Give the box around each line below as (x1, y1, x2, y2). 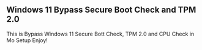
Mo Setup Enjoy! (6, 36, 48, 44)
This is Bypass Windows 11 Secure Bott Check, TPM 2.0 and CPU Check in (6, 30, 195, 37)
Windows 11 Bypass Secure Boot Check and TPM (6, 5, 196, 15)
